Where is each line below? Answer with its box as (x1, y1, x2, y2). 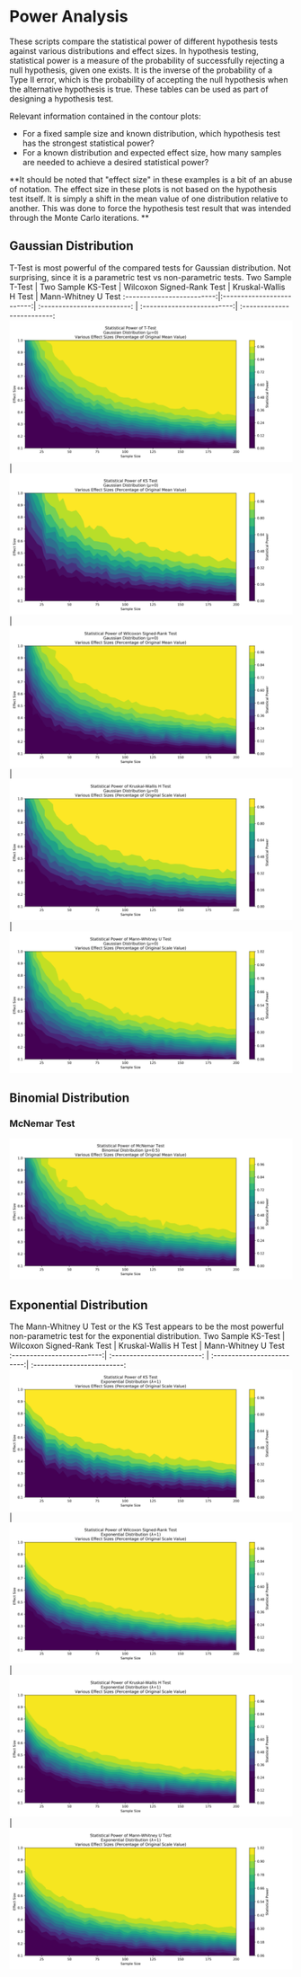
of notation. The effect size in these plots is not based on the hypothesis (9, 183, 277, 194)
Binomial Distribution (9, 1090, 130, 1106)
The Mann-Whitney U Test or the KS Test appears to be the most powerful (9, 1321, 285, 1332)
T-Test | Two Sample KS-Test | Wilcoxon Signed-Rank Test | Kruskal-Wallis (9, 281, 286, 292)
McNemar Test (9, 1117, 75, 1130)
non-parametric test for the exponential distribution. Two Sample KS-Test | (9, 1331, 286, 1342)
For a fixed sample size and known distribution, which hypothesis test (22, 128, 281, 138)
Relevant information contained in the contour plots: (9, 111, 201, 121)
